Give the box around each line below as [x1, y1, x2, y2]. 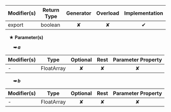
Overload [96, 10, 120, 17]
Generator [66, 10, 92, 17]
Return [42, 7, 60, 13]
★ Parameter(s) [9, 34, 43, 40]
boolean [40, 21, 61, 28]
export [8, 21, 24, 28]
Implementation [124, 10, 163, 17]
